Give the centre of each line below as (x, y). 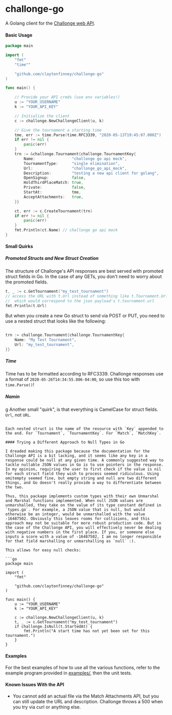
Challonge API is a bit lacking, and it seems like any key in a (76, 456)
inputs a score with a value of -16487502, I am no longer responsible (83, 537)
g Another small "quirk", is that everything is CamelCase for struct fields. (82, 409)
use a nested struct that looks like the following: (56, 321)
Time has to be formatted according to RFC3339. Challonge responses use (84, 374)
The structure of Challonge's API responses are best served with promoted (84, 271)
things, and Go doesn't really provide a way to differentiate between (83, 483)
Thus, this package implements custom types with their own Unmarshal (82, 496)
